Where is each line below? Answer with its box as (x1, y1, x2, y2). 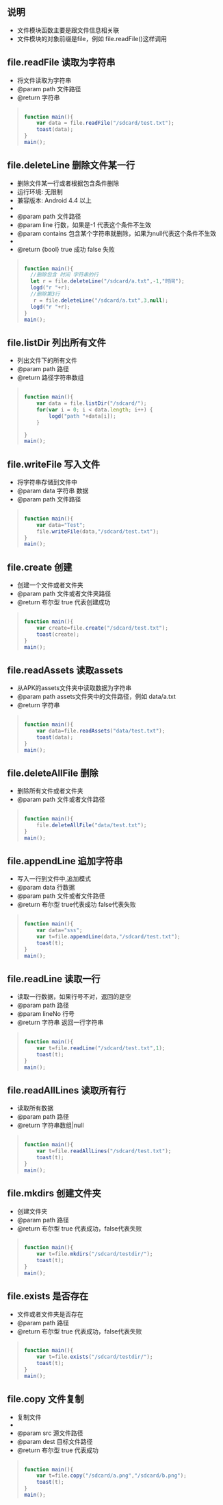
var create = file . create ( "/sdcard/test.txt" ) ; (36, 624, 169, 631)
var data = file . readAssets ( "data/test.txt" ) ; (36, 727, 166, 734)
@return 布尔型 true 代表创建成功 (16, 598, 111, 606)
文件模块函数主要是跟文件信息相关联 (16, 26, 120, 34)
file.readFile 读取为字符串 (7, 57, 116, 69)
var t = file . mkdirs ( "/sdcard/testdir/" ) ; (36, 1251, 153, 1257)
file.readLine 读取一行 (7, 973, 101, 984)
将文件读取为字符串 (16, 76, 72, 84)
